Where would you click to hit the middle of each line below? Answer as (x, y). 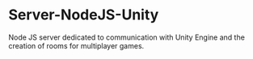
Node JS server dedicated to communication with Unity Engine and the (126, 37)
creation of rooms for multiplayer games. (76, 45)
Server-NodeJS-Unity (84, 15)
